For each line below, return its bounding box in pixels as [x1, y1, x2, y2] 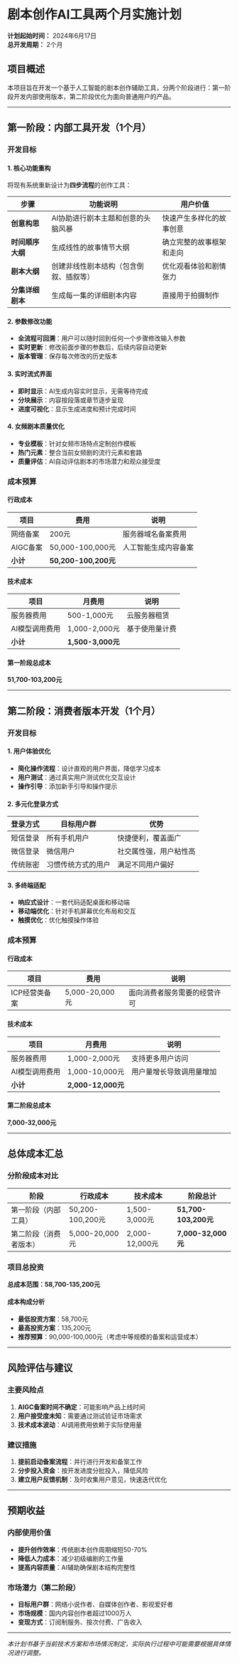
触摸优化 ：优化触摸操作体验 [17, 916, 99, 924]
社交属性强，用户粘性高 [117, 847, 196, 857]
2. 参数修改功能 [7, 317, 52, 326]
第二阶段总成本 [7, 1101, 51, 1110]
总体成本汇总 [7, 1148, 64, 1160]
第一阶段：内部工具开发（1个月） [7, 122, 152, 134]
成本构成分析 [7, 1298, 45, 1306]
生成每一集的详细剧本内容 [51, 291, 137, 301]
